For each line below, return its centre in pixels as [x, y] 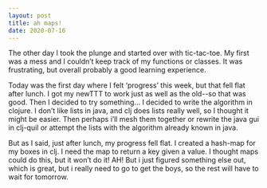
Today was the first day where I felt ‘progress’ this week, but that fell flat [127, 85]
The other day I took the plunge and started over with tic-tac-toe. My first [129, 53]
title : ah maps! [35, 23]
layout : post [30, 16]
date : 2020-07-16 [37, 30]
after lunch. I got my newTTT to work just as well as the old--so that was [127, 94]
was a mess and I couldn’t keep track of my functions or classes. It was [126, 61]
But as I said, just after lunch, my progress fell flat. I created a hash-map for [132, 143]
